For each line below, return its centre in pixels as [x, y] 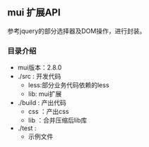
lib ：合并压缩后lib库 [58, 120]
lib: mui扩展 [45, 94]
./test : [27, 128]
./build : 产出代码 [42, 103]
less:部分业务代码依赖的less [68, 85]
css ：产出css [48, 112]
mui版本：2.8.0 [40, 68]
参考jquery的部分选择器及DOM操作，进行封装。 [77, 31]
